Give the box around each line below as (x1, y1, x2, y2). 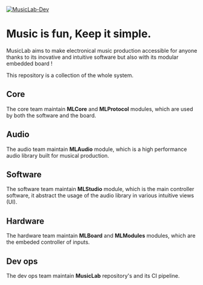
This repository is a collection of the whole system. (6, 72, 134, 79)
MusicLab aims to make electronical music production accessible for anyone (6, 47, 198, 54)
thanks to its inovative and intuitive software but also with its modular (6, 53, 179, 61)
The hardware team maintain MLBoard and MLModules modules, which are (6, 232, 196, 240)
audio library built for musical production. (6, 152, 110, 159)
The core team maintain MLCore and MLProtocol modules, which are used (6, 105, 193, 112)
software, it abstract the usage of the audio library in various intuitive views (6, 192, 195, 199)
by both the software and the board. (6, 112, 96, 119)
